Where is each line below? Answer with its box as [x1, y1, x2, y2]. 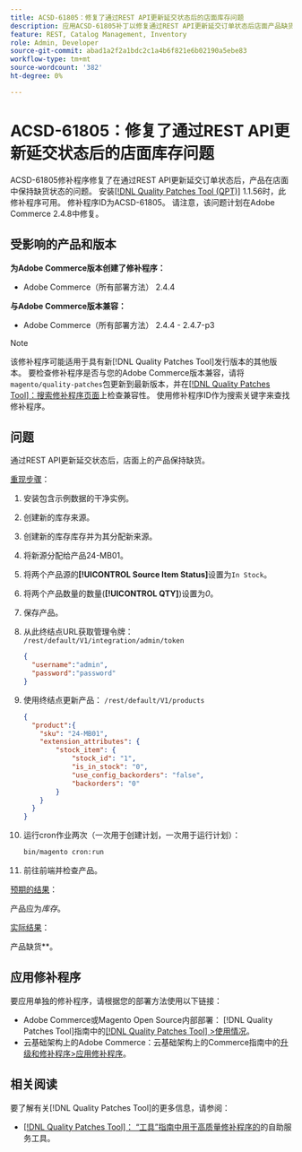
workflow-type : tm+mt [10, 55, 91, 64]
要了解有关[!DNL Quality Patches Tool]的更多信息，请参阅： [10, 1102, 231, 1113]
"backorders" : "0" [71, 779, 141, 788]
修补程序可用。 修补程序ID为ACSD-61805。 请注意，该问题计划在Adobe [10, 196, 276, 207]
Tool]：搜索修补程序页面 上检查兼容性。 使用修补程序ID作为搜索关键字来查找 [10, 389, 290, 400]
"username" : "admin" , [31, 661, 108, 670]
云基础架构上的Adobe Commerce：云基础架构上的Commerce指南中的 [22, 1036, 281, 1047]
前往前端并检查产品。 [22, 865, 102, 876]
